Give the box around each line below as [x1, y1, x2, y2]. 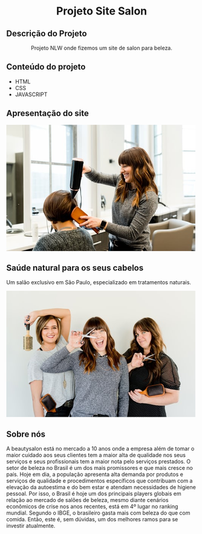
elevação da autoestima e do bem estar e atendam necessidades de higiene [6, 484, 197, 491]
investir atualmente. [6, 522, 56, 530]
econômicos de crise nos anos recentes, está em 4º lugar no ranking [6, 503, 178, 510]
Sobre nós [6, 429, 46, 439]
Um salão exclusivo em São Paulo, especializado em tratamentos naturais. [6, 279, 192, 286]
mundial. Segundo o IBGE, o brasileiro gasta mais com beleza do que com [6, 509, 191, 516]
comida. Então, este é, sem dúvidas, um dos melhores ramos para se [6, 516, 178, 523]
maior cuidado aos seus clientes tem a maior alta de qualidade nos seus [6, 452, 186, 459]
